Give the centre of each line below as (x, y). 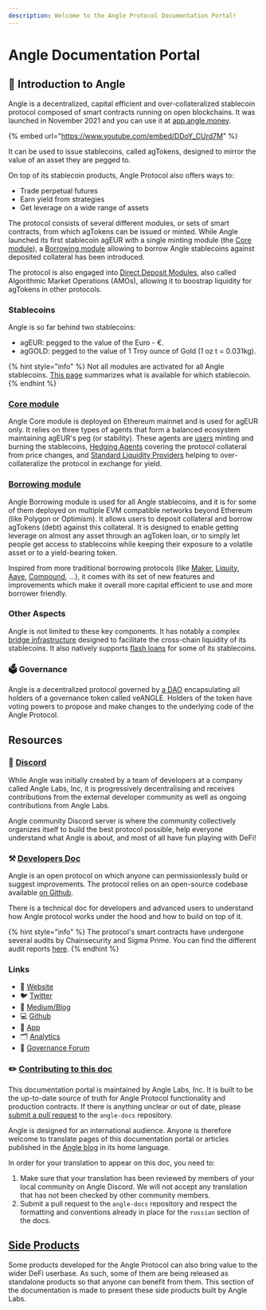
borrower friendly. (38, 593)
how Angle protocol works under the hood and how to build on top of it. (125, 917)
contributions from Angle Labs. (59, 805)
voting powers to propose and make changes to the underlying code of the (131, 706)
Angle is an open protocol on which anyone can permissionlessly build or (128, 876)
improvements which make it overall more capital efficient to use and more (131, 585)
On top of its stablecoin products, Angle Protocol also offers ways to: (121, 175)
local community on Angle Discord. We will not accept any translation (133, 1187)
